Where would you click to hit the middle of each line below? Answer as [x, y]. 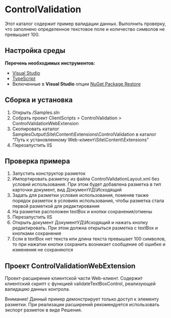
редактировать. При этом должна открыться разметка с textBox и [85, 228]
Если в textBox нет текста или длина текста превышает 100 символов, [89, 239]
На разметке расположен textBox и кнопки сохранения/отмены [82, 212]
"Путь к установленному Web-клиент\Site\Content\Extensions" [80, 140]
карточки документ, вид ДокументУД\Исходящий [67, 190]
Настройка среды [35, 51]
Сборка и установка [39, 100]
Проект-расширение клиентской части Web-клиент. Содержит [74, 279]
